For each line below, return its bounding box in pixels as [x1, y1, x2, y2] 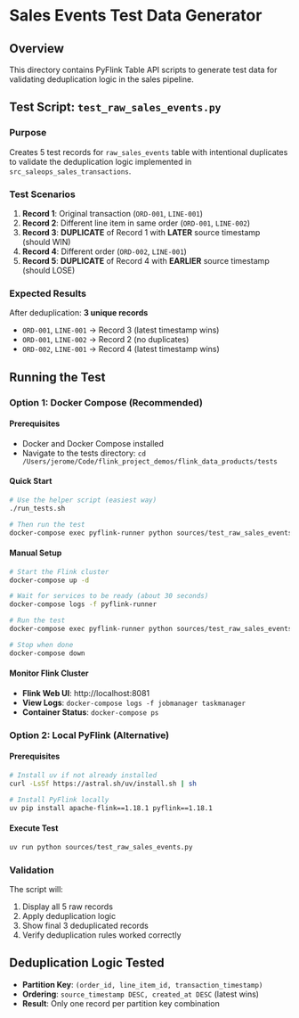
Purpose [9, 127, 47, 139]
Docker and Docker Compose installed [21, 438, 165, 448]
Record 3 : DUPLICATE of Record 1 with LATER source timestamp [21, 226, 261, 237]
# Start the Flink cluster [9, 567, 109, 576]
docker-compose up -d [9, 576, 90, 585]
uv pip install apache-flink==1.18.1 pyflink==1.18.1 [9, 803, 214, 812]
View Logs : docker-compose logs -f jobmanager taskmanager [21, 697, 246, 708]
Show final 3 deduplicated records [21, 920, 149, 931]
